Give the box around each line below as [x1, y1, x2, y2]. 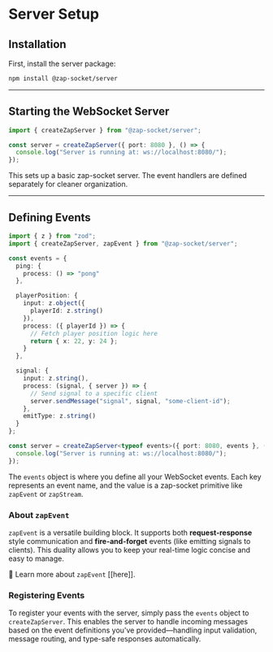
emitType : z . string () [23, 412, 96, 420]
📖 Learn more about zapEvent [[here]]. [8, 569, 136, 579]
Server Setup [8, 5, 100, 24]
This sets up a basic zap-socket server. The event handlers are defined [8, 171, 248, 180]
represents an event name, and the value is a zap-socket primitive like [8, 480, 243, 490]
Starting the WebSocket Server [8, 105, 170, 119]
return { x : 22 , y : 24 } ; [29, 337, 118, 346]
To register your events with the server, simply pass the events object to [8, 608, 249, 618]
